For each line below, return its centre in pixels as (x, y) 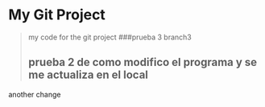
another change (35, 94)
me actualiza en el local (88, 75)
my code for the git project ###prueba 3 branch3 (110, 37)
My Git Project (57, 15)
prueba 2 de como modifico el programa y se (143, 62)
